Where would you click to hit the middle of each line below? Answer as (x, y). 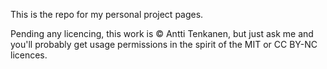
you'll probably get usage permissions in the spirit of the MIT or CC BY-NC (164, 44)
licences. (29, 55)
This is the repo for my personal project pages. (107, 14)
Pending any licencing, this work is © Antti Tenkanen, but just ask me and (162, 33)
